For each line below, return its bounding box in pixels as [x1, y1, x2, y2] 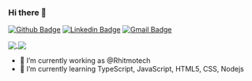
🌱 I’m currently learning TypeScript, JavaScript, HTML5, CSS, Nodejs [19, 64, 245, 74]
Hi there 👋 [8, 7, 47, 18]
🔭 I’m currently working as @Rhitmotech [19, 56, 151, 65]
